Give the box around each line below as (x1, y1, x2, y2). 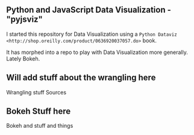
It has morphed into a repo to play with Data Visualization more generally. (6, 48, 188, 56)
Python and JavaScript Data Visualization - (6, 5, 172, 15)
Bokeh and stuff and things (6, 122, 74, 130)
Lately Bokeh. (6, 54, 40, 62)
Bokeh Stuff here (6, 106, 71, 117)
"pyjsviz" (6, 15, 43, 25)
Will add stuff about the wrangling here (6, 73, 156, 83)
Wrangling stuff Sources (6, 88, 67, 96)
